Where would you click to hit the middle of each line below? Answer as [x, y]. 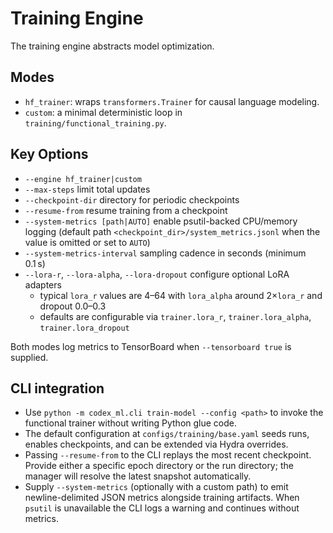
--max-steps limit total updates [87, 189]
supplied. [29, 357]
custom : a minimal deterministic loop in [103, 112]
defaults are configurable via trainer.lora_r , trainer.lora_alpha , [175, 316]
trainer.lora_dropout [84, 328]
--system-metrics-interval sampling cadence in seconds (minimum [165, 253]
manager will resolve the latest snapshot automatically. [138, 476]
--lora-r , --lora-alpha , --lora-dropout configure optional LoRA [157, 274]
